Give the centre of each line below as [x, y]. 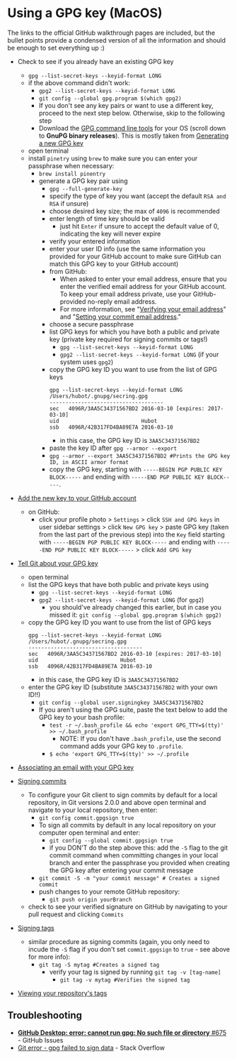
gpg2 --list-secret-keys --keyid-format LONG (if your [139, 354]
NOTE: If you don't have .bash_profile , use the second [140, 738]
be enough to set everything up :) [56, 48]
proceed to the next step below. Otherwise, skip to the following [132, 113]
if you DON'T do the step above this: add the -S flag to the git [139, 847]
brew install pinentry [72, 174]
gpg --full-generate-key [86, 189]
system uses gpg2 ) [87, 362]
